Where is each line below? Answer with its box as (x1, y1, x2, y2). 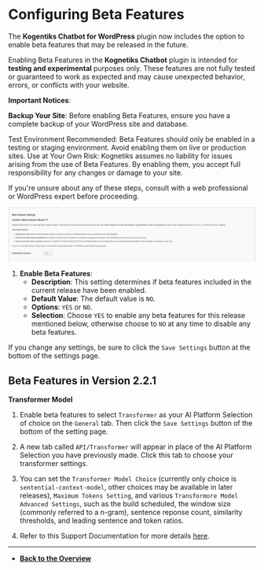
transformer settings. (19, 459, 88, 468)
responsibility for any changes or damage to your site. (8, 168, 183, 177)
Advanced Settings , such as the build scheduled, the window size (19, 499, 232, 509)
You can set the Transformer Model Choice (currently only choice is (19, 474, 237, 483)
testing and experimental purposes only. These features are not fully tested (8, 63, 255, 72)
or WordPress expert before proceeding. (8, 191, 139, 201)
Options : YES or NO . (31, 302, 93, 312)
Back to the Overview (19, 553, 92, 564)
